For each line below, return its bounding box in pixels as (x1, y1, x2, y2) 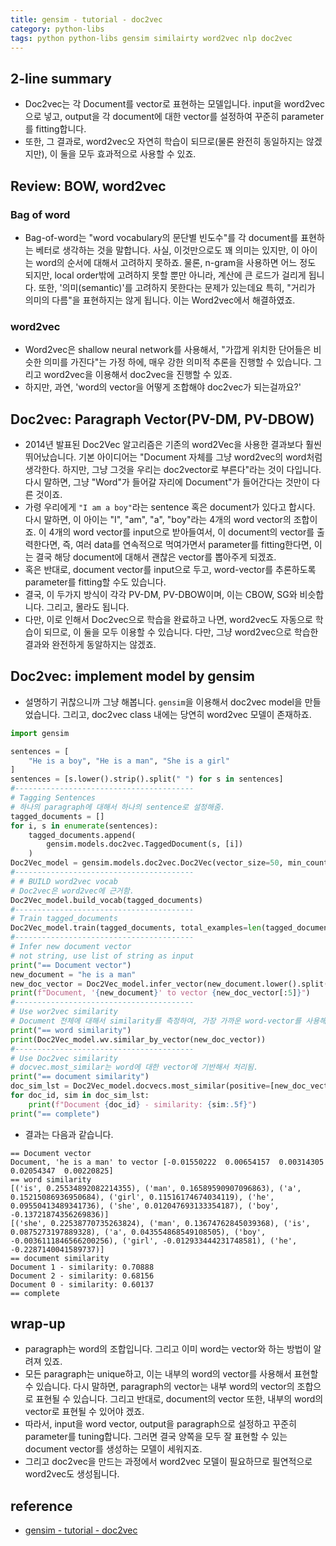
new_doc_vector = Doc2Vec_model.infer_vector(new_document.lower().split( (10, 979, 329, 989)
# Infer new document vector (10, 942, 132, 952)
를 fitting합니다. (24, 123, 87, 135)
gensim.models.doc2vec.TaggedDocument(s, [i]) (46, 839, 244, 850)
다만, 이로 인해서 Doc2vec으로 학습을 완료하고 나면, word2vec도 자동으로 (24, 613, 313, 625)
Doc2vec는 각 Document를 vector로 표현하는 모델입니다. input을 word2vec (24, 98, 326, 110)
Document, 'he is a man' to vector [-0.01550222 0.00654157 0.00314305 (10, 1157, 325, 1167)
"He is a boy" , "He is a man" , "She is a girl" (28, 756, 230, 766)
